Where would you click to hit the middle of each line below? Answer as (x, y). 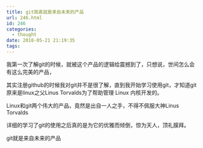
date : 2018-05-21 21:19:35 (41, 40)
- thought (24, 35)
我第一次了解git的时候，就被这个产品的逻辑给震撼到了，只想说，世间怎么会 (101, 64)
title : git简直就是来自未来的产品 (45, 12)
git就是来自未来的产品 (34, 138)
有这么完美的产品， (31, 72)
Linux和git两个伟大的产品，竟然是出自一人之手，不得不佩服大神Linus (93, 105)
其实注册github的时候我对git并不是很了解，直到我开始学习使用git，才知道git (102, 85)
